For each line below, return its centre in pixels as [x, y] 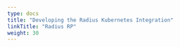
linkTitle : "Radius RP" [42, 26]
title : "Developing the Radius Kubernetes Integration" [90, 20]
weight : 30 [23, 33]
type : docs [23, 13]
